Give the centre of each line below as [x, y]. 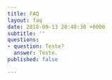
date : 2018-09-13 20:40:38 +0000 [56, 27]
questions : [23, 40]
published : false [33, 60]
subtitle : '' [26, 33]
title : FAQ [23, 14]
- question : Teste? [36, 46]
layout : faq [25, 20]
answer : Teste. [36, 53]
